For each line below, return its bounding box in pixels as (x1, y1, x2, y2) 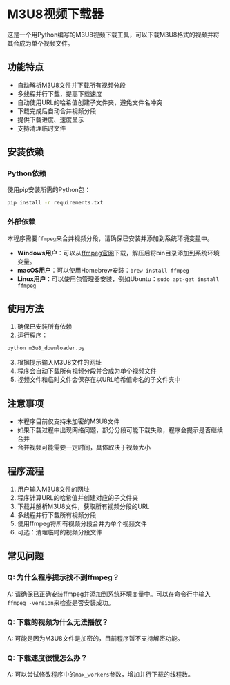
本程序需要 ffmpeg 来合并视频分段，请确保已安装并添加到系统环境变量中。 (7, 234, 213, 242)
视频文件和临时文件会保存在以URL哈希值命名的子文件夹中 (17, 376, 181, 384)
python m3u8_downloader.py (7, 345, 85, 352)
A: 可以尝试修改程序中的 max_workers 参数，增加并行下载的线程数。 (7, 670, 195, 679)
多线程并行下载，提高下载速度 (17, 89, 102, 97)
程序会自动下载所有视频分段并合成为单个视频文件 (17, 367, 157, 375)
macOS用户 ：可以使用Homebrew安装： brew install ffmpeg (17, 266, 190, 274)
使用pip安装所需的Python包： (7, 186, 91, 194)
